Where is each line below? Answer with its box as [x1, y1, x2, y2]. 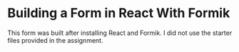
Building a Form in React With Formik [7, 5, 230, 21]
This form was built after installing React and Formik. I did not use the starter [7, 28, 233, 37]
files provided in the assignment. [7, 36, 103, 44]
